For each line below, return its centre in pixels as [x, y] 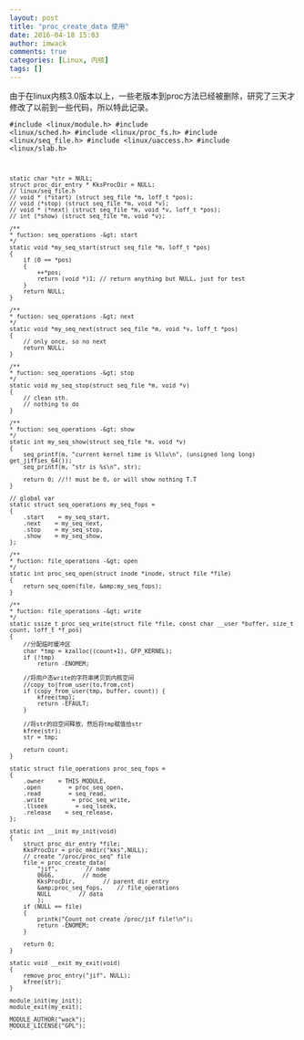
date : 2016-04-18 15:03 [55, 35]
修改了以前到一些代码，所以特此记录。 [81, 107]
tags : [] [26, 69]
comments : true [38, 52]
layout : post [34, 18]
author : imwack [38, 43]
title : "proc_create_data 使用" [69, 26]
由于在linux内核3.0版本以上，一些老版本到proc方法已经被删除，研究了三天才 [152, 96]
